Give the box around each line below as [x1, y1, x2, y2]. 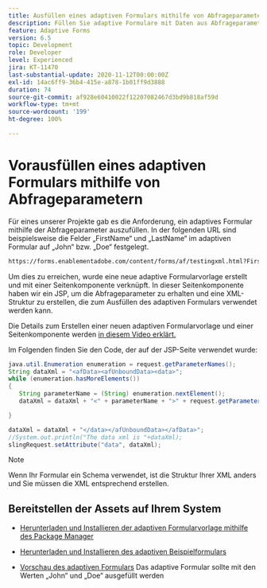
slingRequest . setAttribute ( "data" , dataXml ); [8, 441, 161, 449]
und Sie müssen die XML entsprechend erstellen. [8, 479, 169, 489]
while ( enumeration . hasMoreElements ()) [8, 375, 141, 383]
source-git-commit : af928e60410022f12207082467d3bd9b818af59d [8, 93, 219, 101]
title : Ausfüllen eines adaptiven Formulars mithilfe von [8, 11, 204, 20]
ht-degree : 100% [8, 115, 62, 123]
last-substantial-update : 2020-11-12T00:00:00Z [8, 71, 169, 79]
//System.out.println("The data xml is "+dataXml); [8, 433, 183, 442]
